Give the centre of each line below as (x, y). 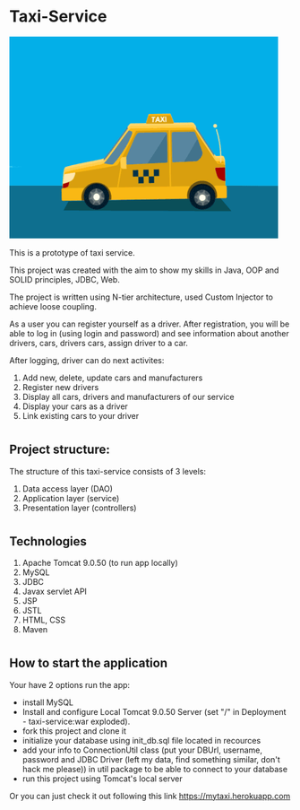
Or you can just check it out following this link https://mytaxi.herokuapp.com (150, 796)
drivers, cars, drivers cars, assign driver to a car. (99, 343)
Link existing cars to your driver (81, 415)
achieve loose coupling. (53, 306)
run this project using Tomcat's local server (102, 779)
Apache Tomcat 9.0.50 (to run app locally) (100, 563)
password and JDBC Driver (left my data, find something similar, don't (151, 759)
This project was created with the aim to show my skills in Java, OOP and (144, 270)
